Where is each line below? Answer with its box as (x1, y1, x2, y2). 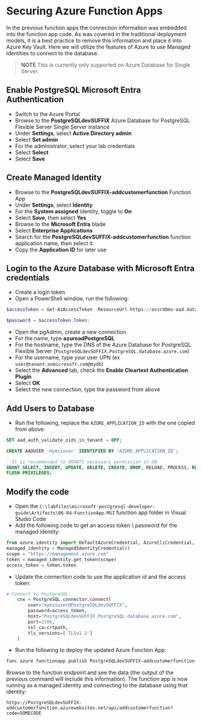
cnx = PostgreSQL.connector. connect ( (17, 597, 112, 603)
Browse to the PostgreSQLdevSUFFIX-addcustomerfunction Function (14, 188, 191, 196)
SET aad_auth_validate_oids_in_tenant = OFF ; (6, 437, 122, 443)
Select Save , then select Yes (14, 214, 87, 221)
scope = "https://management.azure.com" (6, 551, 109, 557)
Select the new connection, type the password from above (14, 386, 161, 393)
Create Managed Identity (6, 172, 102, 183)
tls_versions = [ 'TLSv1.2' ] (28, 630, 93, 636)
